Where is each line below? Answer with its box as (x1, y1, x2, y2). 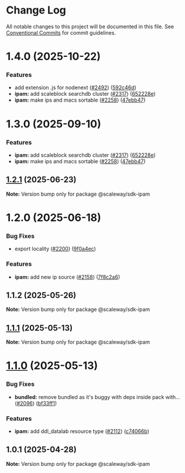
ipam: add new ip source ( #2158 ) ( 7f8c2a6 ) (14, 273, 121, 280)
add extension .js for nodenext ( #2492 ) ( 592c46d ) (14, 84, 136, 91)
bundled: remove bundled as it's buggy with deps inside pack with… (14, 393, 180, 400)
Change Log (6, 4, 66, 17)
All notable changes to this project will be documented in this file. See (6, 23, 174, 30)
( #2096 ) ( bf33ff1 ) (14, 400, 57, 407)
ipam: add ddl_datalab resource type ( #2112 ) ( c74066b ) (14, 427, 149, 435)
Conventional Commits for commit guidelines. (6, 29, 116, 36)
